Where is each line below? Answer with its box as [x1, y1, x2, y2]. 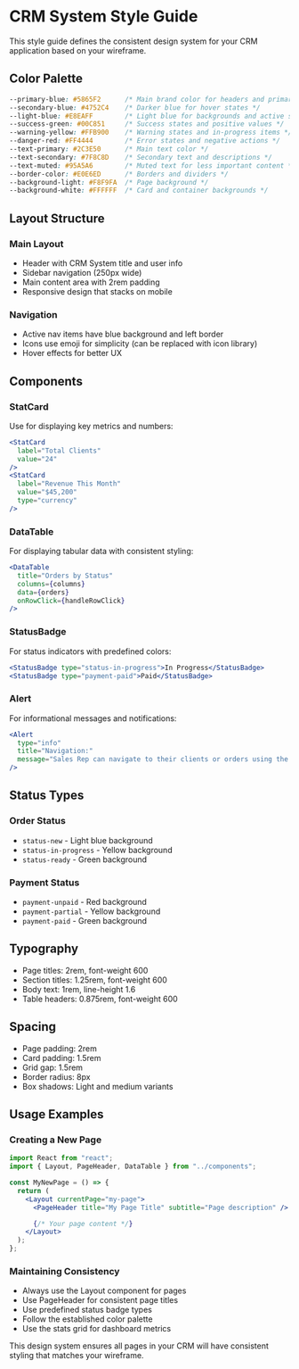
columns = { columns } [17, 579, 86, 588]
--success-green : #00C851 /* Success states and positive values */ [9, 120, 285, 129]
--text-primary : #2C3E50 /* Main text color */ [9, 145, 209, 153]
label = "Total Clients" [17, 446, 101, 455]
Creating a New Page [9, 1133, 102, 1146]
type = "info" [17, 738, 62, 747]
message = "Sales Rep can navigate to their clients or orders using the [17, 755, 289, 764]
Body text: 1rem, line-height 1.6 [21, 983, 136, 994]
